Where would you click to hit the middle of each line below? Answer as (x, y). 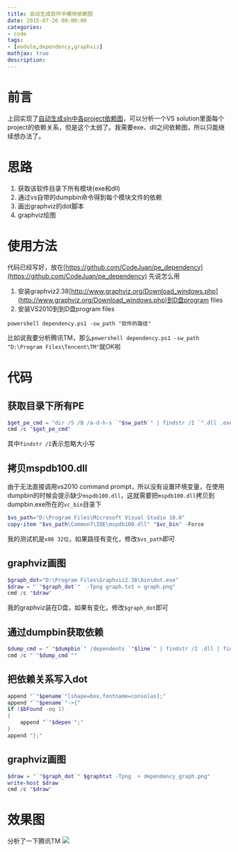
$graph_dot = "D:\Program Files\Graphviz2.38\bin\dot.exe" (93, 580)
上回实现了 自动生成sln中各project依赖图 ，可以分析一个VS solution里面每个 (116, 118)
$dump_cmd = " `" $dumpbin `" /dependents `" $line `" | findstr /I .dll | (114, 649)
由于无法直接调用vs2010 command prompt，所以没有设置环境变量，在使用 (116, 487)
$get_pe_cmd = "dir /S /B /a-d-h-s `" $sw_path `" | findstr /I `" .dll (112, 422)
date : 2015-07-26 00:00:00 (47, 21)
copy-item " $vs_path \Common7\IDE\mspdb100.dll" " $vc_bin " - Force (106, 525)
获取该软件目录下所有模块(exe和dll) (69, 188)
